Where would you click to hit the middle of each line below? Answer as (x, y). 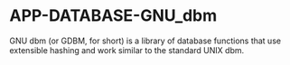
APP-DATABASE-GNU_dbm (113, 16)
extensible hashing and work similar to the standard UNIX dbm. (127, 50)
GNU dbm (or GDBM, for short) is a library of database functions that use (145, 41)
